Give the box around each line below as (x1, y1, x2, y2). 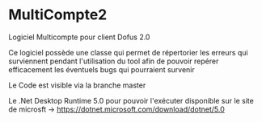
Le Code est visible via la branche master (8, 80, 146, 90)
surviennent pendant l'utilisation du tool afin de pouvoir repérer (8, 56, 219, 66)
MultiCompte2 (8, 6, 108, 24)
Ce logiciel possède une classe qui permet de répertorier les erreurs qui (8, 47, 248, 57)
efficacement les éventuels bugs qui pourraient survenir (8, 64, 196, 74)
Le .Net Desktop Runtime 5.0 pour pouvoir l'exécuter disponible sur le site (8, 96, 255, 105)
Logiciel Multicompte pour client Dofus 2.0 (8, 32, 150, 42)
